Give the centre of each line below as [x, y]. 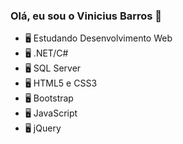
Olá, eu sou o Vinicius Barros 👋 [86, 16]
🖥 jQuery [43, 128]
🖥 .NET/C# [46, 53]
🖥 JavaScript [51, 113]
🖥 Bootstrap [49, 98]
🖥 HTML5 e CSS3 [61, 83]
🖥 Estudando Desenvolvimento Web [98, 38]
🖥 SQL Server [53, 68]
